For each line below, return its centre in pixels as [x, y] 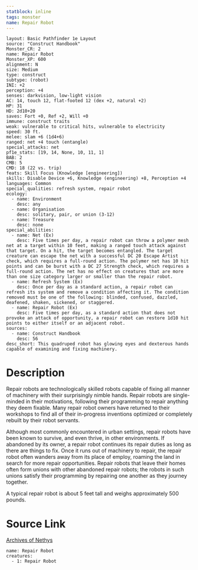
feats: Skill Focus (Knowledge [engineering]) [64, 173]
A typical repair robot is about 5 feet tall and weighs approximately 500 [92, 494]
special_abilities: [30, 230]
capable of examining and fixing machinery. [62, 349]
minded [15, 401]
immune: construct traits [38, 122]
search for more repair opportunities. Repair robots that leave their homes [96, 463]
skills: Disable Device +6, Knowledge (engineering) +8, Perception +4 [96, 179]
